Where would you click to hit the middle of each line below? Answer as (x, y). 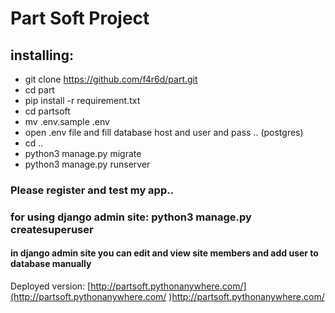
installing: (42, 55)
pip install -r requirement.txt (82, 100)
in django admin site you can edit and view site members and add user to (164, 253)
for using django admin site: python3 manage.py (131, 217)
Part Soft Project (80, 18)
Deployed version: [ (51, 286)
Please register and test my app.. (92, 190)
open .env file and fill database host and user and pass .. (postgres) (164, 132)
